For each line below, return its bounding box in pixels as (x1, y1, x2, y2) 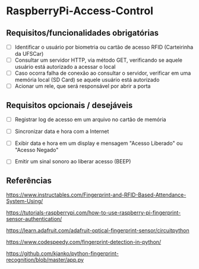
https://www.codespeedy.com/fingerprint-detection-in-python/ (6, 239, 162, 246)
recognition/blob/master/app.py (6, 257, 84, 264)
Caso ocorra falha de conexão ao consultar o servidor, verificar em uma (14, 69, 191, 77)
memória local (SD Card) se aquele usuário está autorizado (14, 76, 160, 84)
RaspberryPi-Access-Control (6, 4, 153, 18)
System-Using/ (6, 198, 43, 205)
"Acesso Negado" (14, 147, 59, 154)
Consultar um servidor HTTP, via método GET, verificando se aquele (14, 56, 183, 64)
